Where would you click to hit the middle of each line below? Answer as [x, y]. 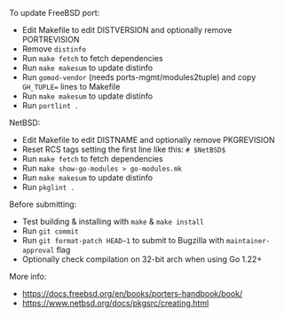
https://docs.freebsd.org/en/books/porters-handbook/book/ [132, 293]
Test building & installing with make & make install [113, 222]
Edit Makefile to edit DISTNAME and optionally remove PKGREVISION [148, 140]
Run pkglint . [48, 187]
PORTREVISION [51, 40]
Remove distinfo [54, 49]
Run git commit [50, 231]
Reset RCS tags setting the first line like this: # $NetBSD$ [124, 149]
